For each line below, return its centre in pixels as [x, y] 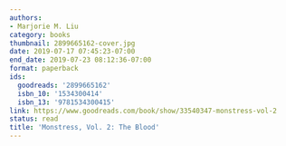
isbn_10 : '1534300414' [60, 93]
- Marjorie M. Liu [44, 26]
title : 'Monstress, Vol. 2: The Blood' [85, 128]
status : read [34, 119]
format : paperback [44, 69]
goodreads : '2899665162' [64, 85]
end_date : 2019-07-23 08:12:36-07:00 [81, 60]
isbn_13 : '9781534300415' [67, 102]
